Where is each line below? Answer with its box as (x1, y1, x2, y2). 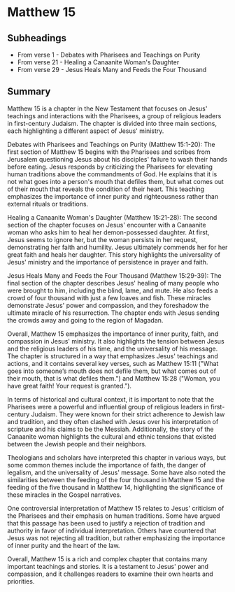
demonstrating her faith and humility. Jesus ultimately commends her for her (7, 243, 228, 251)
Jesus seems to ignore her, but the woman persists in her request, (7, 235, 198, 244)
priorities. (7, 577, 35, 585)
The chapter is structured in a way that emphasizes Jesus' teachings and (7, 351, 218, 360)
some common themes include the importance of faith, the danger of (7, 460, 206, 469)
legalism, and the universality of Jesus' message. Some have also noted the (7, 468, 226, 477)
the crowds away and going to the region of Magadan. (7, 316, 164, 324)
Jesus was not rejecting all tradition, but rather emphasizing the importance (7, 533, 225, 542)
